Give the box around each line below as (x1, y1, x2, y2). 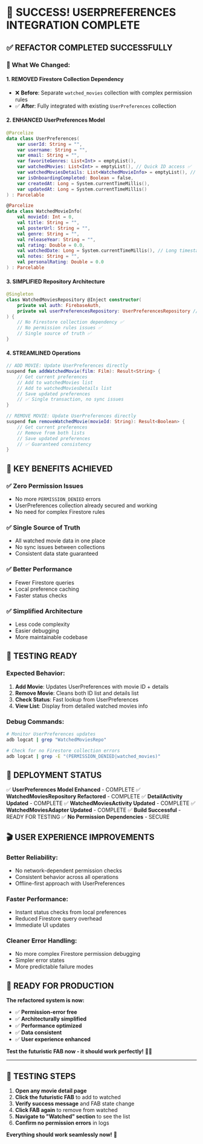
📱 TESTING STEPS (6, 1071, 76, 1081)
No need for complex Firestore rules (14, 508, 105, 515)
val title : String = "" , (17, 220, 80, 226)
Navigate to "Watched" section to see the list (14, 1113, 130, 1120)
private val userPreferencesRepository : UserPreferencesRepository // (17, 308, 199, 314)
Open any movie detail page (14, 1087, 87, 1094)
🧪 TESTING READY (6, 651, 77, 662)
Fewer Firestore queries (14, 579, 74, 586)
